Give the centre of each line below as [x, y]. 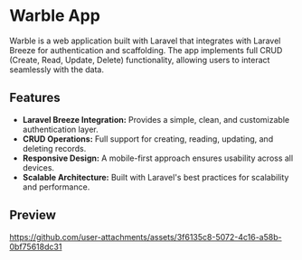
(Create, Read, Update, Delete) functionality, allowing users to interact [140, 60]
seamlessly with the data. [57, 70]
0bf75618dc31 [36, 246]
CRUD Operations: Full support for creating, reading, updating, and [148, 139]
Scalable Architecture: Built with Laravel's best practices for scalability [156, 177]
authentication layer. [61, 129]
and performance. [56, 187]
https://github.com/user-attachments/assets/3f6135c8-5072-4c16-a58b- [146, 237]
